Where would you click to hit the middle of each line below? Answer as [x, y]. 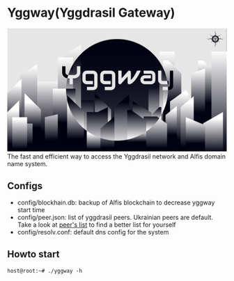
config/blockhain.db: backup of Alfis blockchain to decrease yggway [116, 202]
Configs [25, 186]
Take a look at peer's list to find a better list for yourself [96, 225]
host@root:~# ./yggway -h [45, 271]
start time [31, 210]
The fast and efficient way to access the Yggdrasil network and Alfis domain [117, 156]
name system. [28, 164]
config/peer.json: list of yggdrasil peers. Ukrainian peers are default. [115, 218]
